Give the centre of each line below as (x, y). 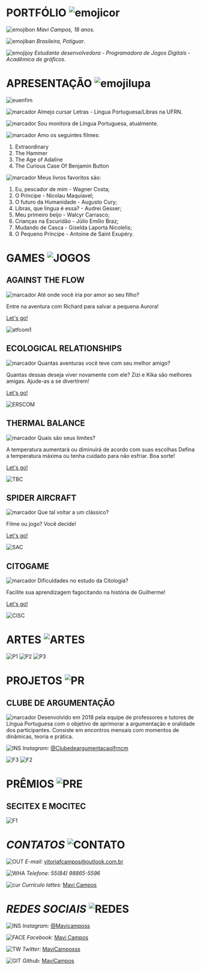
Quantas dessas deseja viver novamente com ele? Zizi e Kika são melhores (99, 374)
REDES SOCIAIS (46, 909)
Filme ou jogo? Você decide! (41, 524)
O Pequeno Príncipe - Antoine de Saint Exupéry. (74, 234)
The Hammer (31, 153)
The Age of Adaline (39, 159)
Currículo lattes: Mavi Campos (59, 885)
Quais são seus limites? (67, 438)
